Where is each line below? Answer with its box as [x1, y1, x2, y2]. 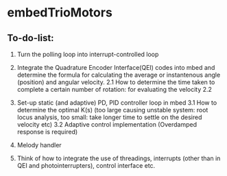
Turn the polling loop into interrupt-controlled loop [16, 50, 159, 58]
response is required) [16, 128, 78, 136]
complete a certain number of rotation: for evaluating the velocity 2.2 [16, 86, 213, 93]
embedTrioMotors [7, 5, 113, 21]
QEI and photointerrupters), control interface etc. [16, 162, 156, 169]
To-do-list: [7, 32, 54, 44]
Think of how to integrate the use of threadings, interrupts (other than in [16, 154, 221, 162]
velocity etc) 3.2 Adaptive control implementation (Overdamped [16, 121, 198, 128]
